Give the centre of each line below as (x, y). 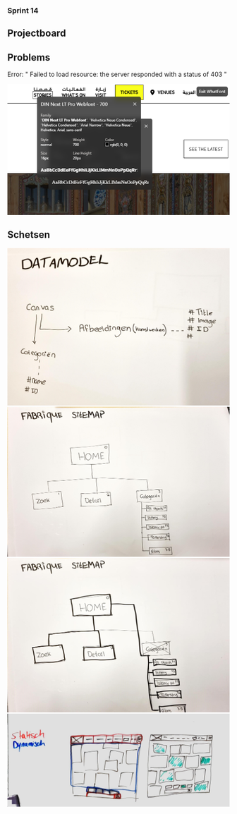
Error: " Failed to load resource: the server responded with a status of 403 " (117, 74)
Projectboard (37, 34)
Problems (29, 57)
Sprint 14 (23, 11)
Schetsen (29, 235)
